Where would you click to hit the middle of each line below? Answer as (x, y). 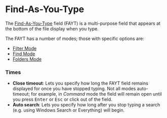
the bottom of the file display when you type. (52, 28)
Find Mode (24, 54)
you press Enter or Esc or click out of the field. (62, 99)
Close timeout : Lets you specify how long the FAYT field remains (80, 83)
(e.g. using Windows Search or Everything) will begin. (69, 110)
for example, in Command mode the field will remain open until (96, 94)
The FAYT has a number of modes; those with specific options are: (75, 38)
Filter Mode (25, 48)
